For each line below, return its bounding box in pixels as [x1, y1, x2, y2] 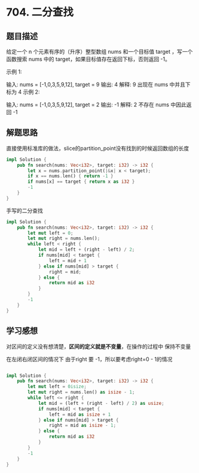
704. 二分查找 [6, 5, 74, 19]
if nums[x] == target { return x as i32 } [27, 179, 135, 185]
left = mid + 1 [48, 257, 87, 263]
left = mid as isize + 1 [48, 411, 111, 417]
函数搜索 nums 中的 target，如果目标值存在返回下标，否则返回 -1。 [6, 56, 170, 63]
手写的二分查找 [6, 207, 43, 214]
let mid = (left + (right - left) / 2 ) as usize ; [38, 400, 164, 406]
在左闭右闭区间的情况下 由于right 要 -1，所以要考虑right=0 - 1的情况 [6, 355, 173, 363]
